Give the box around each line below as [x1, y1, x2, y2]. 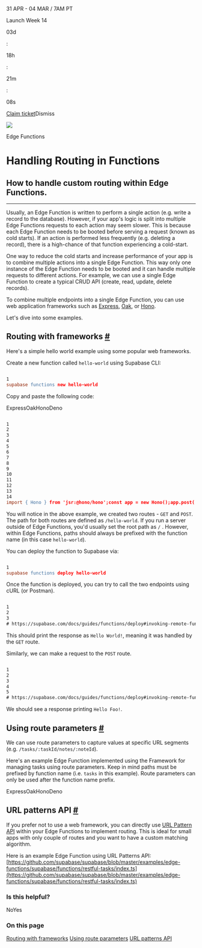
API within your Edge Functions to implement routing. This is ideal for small [6, 827, 192, 835]
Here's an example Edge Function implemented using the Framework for [6, 757, 186, 764]
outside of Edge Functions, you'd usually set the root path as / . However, [6, 523, 189, 530]
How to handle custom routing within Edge [6, 177, 169, 188]
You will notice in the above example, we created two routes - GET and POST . [6, 510, 194, 517]
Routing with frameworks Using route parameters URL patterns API [6, 935, 173, 942]
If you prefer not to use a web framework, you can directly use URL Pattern [6, 821, 192, 828]
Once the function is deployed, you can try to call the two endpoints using [6, 580, 189, 588]
